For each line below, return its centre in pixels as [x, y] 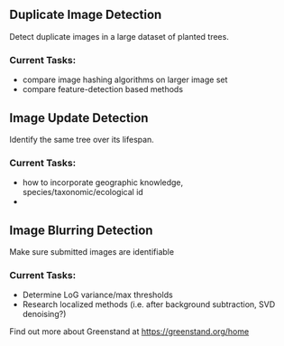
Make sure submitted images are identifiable [92, 252]
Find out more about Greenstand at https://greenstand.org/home [129, 332]
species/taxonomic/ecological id [83, 192]
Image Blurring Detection [81, 230]
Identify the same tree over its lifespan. [82, 139]
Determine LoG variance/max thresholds [97, 295]
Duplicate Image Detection [86, 15]
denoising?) [44, 314]
